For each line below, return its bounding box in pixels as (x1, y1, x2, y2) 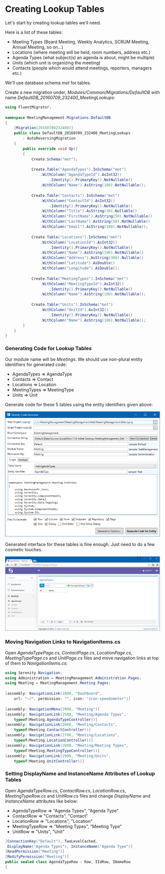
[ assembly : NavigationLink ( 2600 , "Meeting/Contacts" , (5, 722, 118, 727)
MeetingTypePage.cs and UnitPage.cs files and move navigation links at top (5, 655, 159, 661)
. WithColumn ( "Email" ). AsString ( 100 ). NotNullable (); (40, 224, 148, 230)
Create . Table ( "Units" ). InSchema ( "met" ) (31, 302, 113, 307)
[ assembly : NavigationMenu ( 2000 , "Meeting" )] (5, 706, 100, 711)
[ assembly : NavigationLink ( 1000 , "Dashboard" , (5, 691, 102, 696)
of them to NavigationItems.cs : (5, 660, 68, 666)
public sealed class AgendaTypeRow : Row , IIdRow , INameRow (5, 860, 131, 865)
